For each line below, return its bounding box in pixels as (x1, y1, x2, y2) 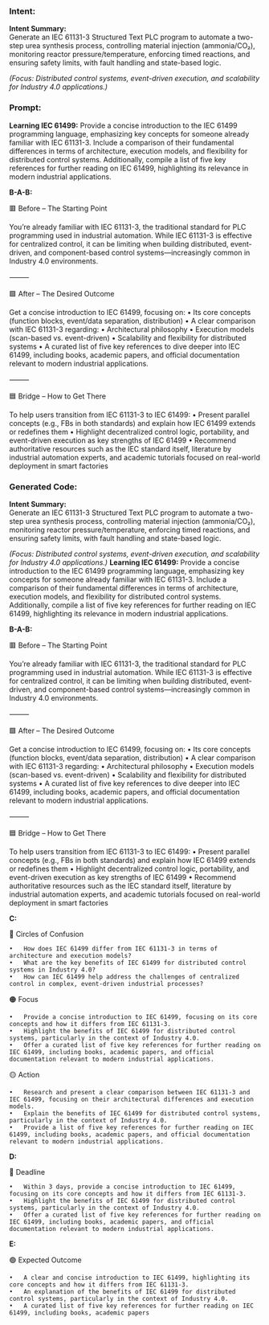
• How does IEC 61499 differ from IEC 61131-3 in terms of (9, 944, 218, 953)
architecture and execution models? (9, 951, 132, 959)
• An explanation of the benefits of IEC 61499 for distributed (9, 1287, 236, 1295)
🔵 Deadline (9, 1167, 46, 1176)
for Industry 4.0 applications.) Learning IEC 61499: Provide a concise (9, 557, 240, 567)
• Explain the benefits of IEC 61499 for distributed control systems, (9, 1109, 262, 1118)
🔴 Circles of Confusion (9, 929, 84, 939)
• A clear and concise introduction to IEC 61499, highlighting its (9, 1274, 251, 1282)
